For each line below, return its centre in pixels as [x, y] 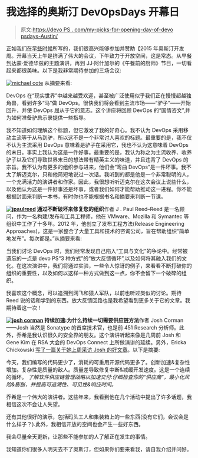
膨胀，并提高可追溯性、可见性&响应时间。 [65, 384]
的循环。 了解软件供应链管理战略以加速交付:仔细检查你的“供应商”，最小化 [95, 377]
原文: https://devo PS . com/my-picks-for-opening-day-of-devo [97, 29]
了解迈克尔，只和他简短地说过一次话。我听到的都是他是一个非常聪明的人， [101, 174]
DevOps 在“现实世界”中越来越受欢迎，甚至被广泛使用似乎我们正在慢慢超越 [96, 95]
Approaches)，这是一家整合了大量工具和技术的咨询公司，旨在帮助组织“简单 [98, 231]
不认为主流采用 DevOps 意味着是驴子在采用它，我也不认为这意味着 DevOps [97, 144]
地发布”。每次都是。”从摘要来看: [44, 238]
